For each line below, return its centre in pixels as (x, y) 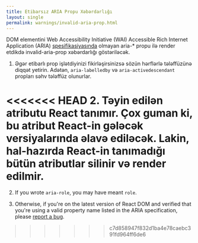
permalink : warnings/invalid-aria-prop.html (62, 23)
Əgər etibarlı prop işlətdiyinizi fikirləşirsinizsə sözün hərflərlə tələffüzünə (103, 64)
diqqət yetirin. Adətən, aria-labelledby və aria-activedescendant (95, 70)
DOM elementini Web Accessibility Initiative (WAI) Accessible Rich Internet (97, 40)
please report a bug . (39, 217)
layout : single (25, 17)
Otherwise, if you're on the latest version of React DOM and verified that (103, 204)
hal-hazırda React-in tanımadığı (86, 151)
